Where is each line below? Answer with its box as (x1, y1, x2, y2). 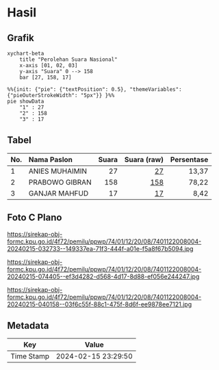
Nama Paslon (28, 155, 73, 164)
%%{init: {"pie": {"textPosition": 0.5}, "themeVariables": (7, 86, 183, 93)
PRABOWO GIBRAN (28, 177, 92, 187)
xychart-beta (7, 50, 44, 57)
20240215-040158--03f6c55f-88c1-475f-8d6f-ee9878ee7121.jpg (7, 300, 192, 308)
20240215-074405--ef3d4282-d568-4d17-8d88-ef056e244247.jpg (7, 272, 200, 280)
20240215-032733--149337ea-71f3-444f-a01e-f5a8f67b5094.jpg (7, 244, 194, 252)
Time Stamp (10, 352, 50, 361)
